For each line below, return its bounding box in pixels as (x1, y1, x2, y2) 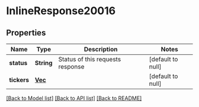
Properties (6, 28, 46, 38)
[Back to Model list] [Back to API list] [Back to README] (6, 95, 142, 102)
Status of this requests (58, 55, 121, 63)
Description (84, 46, 118, 53)
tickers (9, 76, 30, 84)
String (34, 59, 53, 67)
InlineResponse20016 (6, 4, 116, 18)
